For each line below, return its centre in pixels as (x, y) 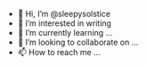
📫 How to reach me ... (59, 52)
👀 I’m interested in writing (64, 23)
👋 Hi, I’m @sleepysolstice (64, 14)
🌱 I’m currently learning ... (65, 33)
